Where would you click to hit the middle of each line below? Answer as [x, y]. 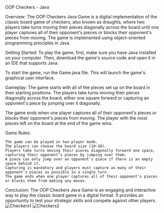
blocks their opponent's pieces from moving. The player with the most [76, 118]
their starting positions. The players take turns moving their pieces [72, 93]
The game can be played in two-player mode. [51, 142]
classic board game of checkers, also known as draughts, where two [75, 22]
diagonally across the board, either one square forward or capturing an [77, 98]
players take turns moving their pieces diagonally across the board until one [82, 27]
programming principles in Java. [38, 43]
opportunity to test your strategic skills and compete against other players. [81, 200]
